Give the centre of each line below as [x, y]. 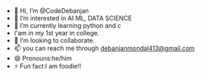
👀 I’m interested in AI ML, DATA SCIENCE [73, 18]
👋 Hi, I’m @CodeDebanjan [51, 11]
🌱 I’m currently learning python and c [67, 25]
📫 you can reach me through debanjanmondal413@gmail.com [104, 48]
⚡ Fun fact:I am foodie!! [48, 66]
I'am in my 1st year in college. [56, 33]
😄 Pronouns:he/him [43, 58]
